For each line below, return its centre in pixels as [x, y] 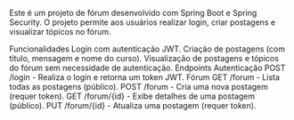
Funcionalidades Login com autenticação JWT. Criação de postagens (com [147, 49]
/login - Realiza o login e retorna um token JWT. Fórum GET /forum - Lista [145, 77]
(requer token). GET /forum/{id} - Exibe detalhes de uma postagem [132, 96]
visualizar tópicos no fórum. [60, 32]
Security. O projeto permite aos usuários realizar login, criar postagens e [143, 22]
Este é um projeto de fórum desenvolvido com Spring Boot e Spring [133, 13]
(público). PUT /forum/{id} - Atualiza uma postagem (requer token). [133, 105]
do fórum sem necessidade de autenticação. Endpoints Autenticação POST [147, 68]
